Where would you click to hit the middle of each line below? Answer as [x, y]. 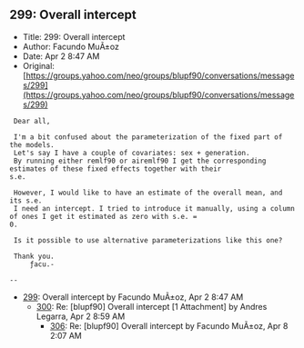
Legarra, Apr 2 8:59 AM [81, 316]
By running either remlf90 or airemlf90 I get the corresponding [140, 161]
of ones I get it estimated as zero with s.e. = [103, 216]
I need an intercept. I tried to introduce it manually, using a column [154, 208]
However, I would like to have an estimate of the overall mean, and [148, 193]
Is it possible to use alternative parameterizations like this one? [148, 240]
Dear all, [32, 121]
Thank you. [34, 256]
